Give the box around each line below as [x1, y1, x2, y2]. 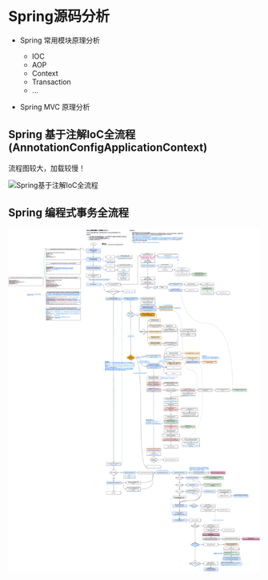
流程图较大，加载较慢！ [8, 163, 86, 172]
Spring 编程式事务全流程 [8, 206, 130, 220]
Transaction [31, 77, 72, 87]
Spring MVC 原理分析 [19, 102, 90, 112]
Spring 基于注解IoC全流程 [8, 128, 136, 141]
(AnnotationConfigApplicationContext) [8, 141, 208, 155]
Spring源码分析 [8, 7, 110, 26]
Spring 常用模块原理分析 [19, 35, 100, 45]
